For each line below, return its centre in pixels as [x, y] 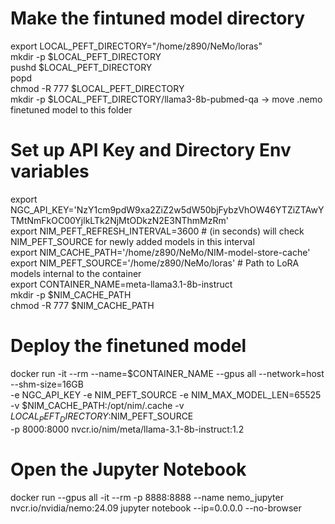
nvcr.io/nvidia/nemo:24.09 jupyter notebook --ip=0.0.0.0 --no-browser [156, 508]
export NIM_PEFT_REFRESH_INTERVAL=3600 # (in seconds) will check [157, 231]
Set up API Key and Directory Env [151, 150]
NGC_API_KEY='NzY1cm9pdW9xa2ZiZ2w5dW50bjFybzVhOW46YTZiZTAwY [167, 209]
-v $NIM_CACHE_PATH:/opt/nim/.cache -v [97, 405]
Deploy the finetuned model [128, 346]
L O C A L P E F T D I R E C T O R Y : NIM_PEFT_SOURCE [102, 417]
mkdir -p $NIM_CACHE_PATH [71, 294]
